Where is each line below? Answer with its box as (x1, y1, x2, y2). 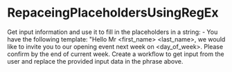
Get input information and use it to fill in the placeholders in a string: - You (7, 28, 218, 36)
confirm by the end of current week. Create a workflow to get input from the (7, 50, 224, 58)
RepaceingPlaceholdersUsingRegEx (7, 5, 220, 21)
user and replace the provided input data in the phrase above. (7, 57, 184, 65)
